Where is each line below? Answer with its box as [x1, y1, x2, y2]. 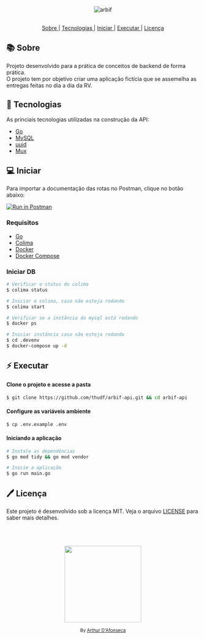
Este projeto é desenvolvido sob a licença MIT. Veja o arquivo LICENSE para [6, 507, 198, 515]
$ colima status [6, 287, 48, 293]
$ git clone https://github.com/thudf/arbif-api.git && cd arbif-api [6, 395, 188, 401]
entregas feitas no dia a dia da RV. [6, 81, 93, 89]
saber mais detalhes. [6, 514, 59, 521]
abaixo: [6, 191, 25, 199]
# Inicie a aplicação [6, 465, 62, 471]
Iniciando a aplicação [6, 434, 62, 442]
